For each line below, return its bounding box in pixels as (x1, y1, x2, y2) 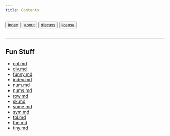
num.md (12, 82, 30, 88)
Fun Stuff (5, 48, 35, 56)
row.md (12, 93, 29, 99)
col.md (12, 61, 27, 67)
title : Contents (5, 7, 39, 13)
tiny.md (12, 125, 28, 131)
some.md (12, 104, 32, 110)
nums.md (12, 87, 32, 94)
